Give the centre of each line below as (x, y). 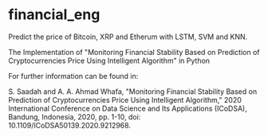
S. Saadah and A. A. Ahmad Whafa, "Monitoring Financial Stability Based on (133, 91)
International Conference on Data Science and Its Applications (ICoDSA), (128, 108)
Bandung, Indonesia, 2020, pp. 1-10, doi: (75, 116)
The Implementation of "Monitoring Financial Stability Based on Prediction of (134, 52)
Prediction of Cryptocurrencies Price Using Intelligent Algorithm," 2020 (125, 100)
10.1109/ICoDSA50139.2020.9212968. (70, 125)
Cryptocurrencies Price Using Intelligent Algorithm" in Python (109, 61)
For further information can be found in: (73, 76)
